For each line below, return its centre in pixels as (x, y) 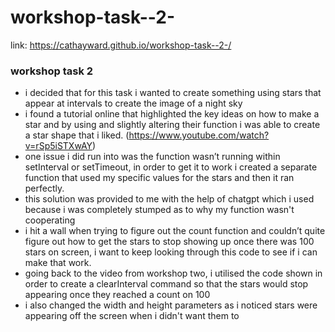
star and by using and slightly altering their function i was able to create (172, 125)
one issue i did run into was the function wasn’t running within (152, 157)
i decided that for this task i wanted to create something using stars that (173, 93)
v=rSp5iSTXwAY (58, 146)
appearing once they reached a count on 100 (117, 295)
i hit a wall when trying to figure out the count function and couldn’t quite (175, 231)
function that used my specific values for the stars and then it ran (159, 178)
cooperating (50, 220)
